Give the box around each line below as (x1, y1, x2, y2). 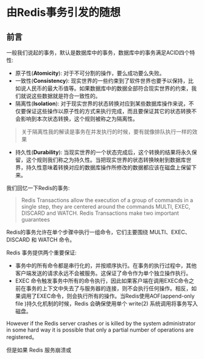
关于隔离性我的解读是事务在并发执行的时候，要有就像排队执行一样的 (21, 128, 192, 135)
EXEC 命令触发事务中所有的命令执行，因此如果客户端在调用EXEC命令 (15, 277, 189, 284)
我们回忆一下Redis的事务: (6, 184, 70, 192)
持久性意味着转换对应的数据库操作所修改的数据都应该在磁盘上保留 (26, 164, 192, 171)
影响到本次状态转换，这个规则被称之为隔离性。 (20, 115, 138, 122)
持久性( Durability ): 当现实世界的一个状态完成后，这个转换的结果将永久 (15, 148, 192, 156)
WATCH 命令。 (38, 236, 76, 243)
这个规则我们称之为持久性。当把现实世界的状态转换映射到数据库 (26, 156, 186, 163)
